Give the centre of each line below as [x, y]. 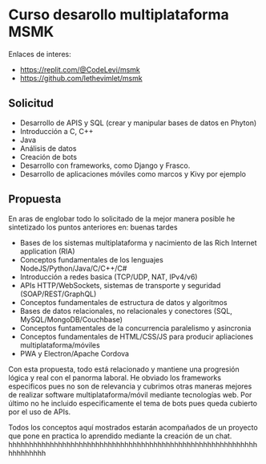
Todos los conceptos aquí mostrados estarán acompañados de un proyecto [133, 427]
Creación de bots [48, 157]
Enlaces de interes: [40, 54]
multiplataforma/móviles [60, 345]
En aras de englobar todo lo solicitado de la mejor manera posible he [122, 218]
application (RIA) [47, 251]
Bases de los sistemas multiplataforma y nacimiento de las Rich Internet [139, 242]
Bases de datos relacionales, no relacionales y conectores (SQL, [126, 311]
